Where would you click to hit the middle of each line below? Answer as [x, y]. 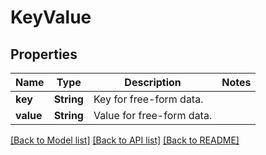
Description [153, 82]
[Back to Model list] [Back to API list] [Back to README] [125, 140]
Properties [44, 54]
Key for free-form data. [148, 99]
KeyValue [51, 17]
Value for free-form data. [153, 115]
